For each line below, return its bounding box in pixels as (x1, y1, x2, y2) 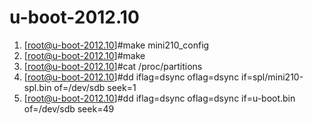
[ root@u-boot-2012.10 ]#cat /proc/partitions (23, 60, 203, 72)
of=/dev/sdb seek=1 (53, 81, 137, 93)
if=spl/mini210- (241, 71, 304, 83)
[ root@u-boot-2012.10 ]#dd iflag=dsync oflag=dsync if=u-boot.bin (23, 92, 296, 104)
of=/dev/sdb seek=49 (23, 102, 115, 115)
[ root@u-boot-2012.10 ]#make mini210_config (23, 39, 210, 51)
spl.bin (23, 81, 52, 93)
